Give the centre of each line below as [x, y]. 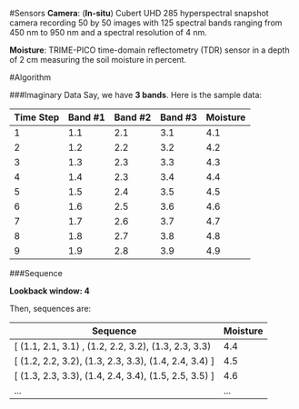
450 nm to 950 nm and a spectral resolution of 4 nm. [108, 32]
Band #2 [133, 117]
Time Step [37, 117]
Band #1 [87, 117]
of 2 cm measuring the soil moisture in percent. [98, 60]
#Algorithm [30, 77]
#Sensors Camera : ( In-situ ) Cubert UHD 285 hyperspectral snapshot [140, 13]
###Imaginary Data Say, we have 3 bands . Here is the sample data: [135, 95]
